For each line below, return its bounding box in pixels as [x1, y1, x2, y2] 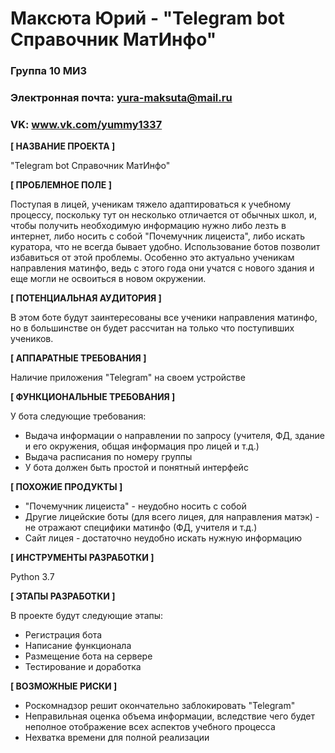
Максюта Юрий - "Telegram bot [10, 7, 285, 30]
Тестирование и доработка [24, 661, 142, 673]
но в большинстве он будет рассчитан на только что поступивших [10, 322, 295, 334]
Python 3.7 [10, 571, 55, 583]
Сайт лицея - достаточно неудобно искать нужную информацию [24, 532, 302, 544]
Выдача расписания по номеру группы [24, 451, 193, 463]
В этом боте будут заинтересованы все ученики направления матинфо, [10, 312, 318, 324]
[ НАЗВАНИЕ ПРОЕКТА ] [10, 140, 116, 152]
